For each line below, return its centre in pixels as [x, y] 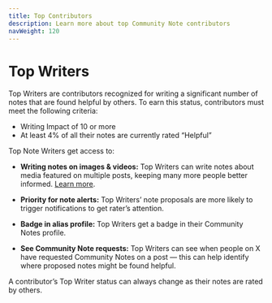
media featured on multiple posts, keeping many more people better [134, 175]
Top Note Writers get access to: [62, 151]
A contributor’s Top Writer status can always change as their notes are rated [136, 282]
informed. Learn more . [58, 184]
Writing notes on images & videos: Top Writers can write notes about [137, 167]
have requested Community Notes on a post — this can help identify [134, 258]
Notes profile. [43, 233]
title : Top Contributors [50, 16]
